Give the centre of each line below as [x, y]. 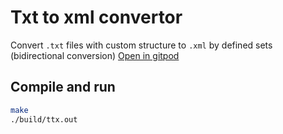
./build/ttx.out [44, 119]
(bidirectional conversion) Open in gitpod [95, 55]
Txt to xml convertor [96, 17]
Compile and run [63, 87]
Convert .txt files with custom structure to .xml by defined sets [141, 45]
